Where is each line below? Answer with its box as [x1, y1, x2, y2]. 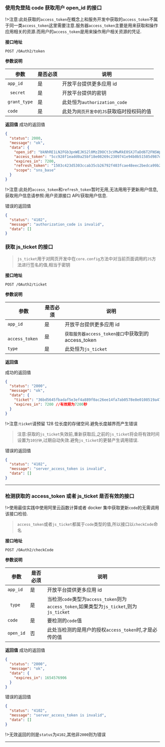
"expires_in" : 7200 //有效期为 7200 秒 [14, 402, 87, 407]
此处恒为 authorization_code [62, 99, 128, 106]
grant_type [7, 99, 33, 105]
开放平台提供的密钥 [62, 90, 107, 97]
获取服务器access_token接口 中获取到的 [64, 330, 149, 337]
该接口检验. [5, 511, 28, 517]
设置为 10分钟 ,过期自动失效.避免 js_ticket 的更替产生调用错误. [17, 437, 139, 443]
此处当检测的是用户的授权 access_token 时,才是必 [47, 626, 158, 633]
